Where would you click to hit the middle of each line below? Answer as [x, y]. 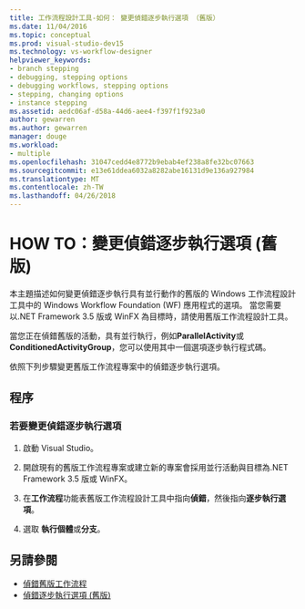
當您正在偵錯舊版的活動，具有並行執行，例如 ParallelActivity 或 [127, 335]
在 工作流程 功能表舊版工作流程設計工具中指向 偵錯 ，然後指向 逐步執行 [150, 498]
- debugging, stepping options [69, 77]
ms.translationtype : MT [55, 179]
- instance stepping [49, 103]
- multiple [30, 153]
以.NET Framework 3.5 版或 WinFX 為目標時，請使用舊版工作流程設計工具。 [151, 316]
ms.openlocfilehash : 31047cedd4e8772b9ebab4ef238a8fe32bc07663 [132, 162]
